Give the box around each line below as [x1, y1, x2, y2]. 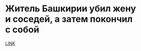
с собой [5, 24, 39, 35]
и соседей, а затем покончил [5, 13, 133, 25]
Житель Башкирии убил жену [5, 3, 136, 14]
